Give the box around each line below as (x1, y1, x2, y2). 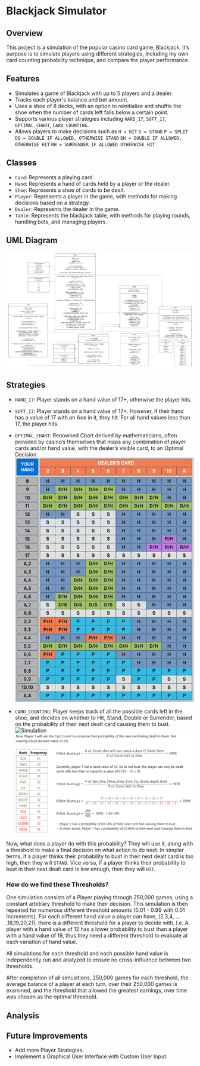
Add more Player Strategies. (14, 1047, 85, 1054)
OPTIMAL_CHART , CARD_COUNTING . (14, 121, 89, 128)
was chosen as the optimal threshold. (6, 993, 98, 1000)
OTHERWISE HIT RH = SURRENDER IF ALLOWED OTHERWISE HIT (14, 142, 156, 148)
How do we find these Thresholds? (6, 880, 109, 889)
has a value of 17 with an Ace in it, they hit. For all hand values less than (14, 413, 190, 421)
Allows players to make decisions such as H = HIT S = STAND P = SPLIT (14, 127, 189, 135)
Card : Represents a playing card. (14, 173, 94, 180)
